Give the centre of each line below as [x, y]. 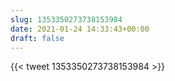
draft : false [37, 38]
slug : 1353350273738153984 [66, 19]
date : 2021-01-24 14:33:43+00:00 [80, 29]
